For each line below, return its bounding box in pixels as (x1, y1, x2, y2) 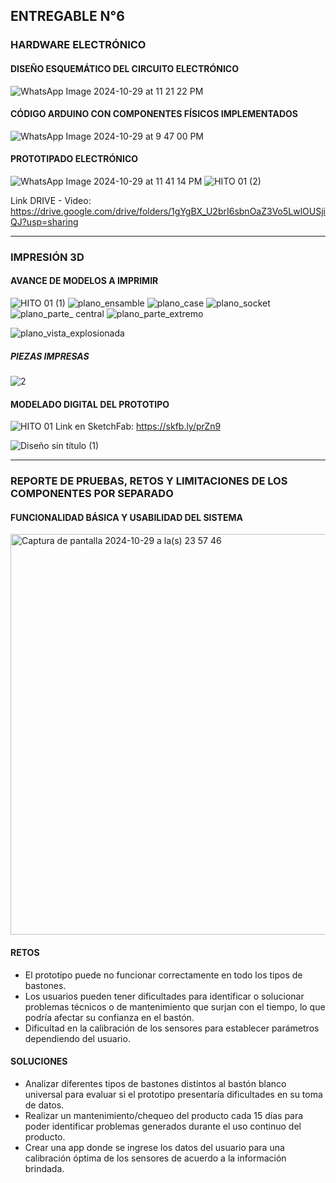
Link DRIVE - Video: (10, 194, 92, 206)
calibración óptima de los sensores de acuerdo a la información (24, 1152, 287, 1164)
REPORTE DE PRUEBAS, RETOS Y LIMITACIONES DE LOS (10, 474, 288, 488)
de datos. (24, 1099, 65, 1111)
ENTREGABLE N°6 (10, 8, 125, 25)
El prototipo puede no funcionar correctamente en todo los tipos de (24, 969, 303, 981)
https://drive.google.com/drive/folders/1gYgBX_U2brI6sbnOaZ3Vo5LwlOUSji (10, 205, 326, 217)
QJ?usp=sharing (10, 215, 79, 228)
